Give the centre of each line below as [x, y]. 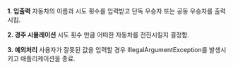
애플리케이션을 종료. [48, 58]
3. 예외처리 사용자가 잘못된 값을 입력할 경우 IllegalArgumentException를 [108, 50]
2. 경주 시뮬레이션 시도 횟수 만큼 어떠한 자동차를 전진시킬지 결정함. [98, 35]
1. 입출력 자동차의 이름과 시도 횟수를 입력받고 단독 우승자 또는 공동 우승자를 [110, 11]
